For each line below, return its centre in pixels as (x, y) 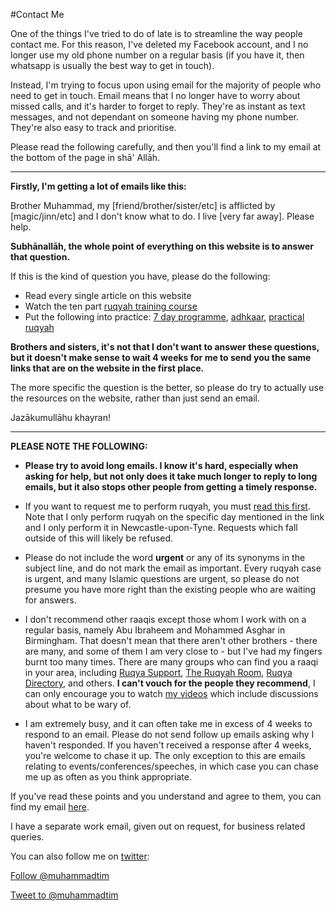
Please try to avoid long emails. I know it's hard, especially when (161, 465)
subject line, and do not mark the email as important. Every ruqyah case (173, 568)
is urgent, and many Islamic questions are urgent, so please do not (162, 578)
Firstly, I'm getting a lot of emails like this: (98, 186)
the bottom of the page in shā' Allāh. (85, 157)
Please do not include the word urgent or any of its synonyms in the (165, 557)
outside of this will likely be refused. (99, 538)
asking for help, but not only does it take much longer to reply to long (171, 476)
